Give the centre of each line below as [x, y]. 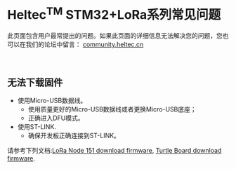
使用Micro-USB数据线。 [52, 101]
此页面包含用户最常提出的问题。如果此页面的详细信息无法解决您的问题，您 [115, 36]
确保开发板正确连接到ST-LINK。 [74, 136]
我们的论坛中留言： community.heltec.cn [85, 45]
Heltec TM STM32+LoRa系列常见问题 [114, 14]
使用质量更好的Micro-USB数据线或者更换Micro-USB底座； [112, 109]
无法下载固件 [35, 82]
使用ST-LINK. [37, 127]
